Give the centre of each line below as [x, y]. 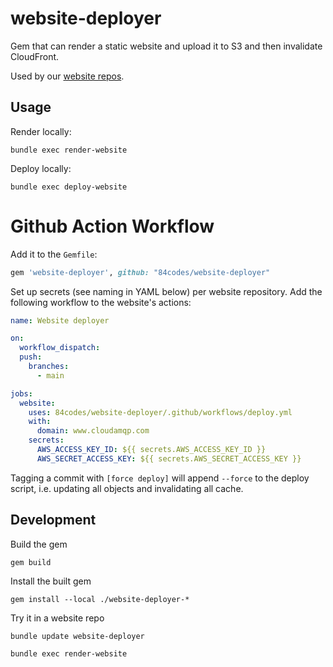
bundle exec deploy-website [69, 187]
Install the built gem [51, 581]
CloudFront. [35, 56]
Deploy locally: [41, 168]
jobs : [21, 393]
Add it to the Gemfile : [54, 254]
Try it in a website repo [57, 618]
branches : [49, 367]
